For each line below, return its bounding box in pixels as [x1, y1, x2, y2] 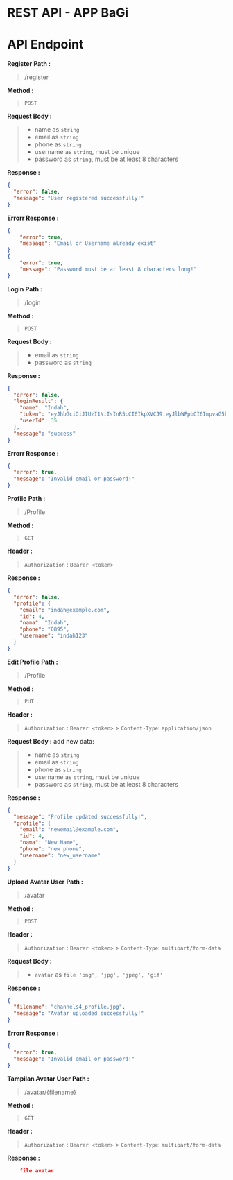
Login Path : [7, 284, 43, 293]
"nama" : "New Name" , [19, 839, 79, 846]
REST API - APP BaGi [7, 5, 129, 21]
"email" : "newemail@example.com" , [19, 826, 119, 833]
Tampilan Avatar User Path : [7, 1074, 89, 1083]
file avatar [19, 1167, 54, 1174]
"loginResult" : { [13, 397, 64, 405]
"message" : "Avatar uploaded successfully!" [13, 1010, 144, 1017]
